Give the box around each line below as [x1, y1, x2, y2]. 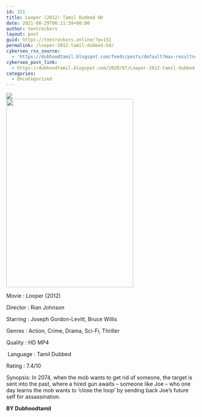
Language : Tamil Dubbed [7, 351, 72, 358]
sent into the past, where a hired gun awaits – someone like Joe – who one [6, 380, 191, 387]
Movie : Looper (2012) [6, 292, 61, 299]
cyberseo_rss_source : [6, 48, 61, 54]
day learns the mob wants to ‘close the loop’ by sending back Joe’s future [6, 387, 189, 394]
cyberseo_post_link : [6, 59, 58, 65]
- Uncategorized [11, 76, 52, 82]
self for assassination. [6, 393, 61, 401]
